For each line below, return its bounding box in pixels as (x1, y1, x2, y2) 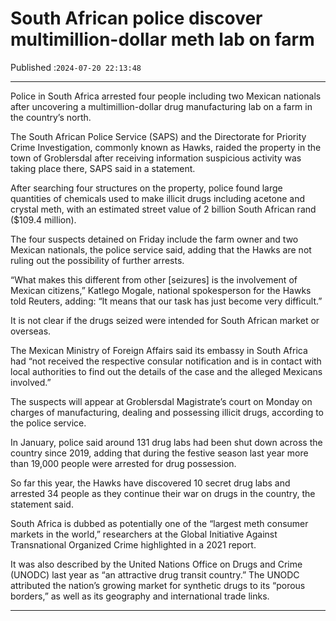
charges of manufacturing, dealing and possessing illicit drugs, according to (10, 406, 324, 418)
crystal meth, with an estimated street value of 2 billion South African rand (10, 203, 317, 215)
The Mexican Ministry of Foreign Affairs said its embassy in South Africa (10, 344, 308, 356)
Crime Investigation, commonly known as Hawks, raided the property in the (10, 141, 322, 153)
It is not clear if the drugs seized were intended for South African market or (10, 314, 320, 326)
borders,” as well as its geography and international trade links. (10, 590, 270, 602)
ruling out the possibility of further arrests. (10, 254, 185, 266)
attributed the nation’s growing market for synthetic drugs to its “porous (10, 579, 306, 591)
